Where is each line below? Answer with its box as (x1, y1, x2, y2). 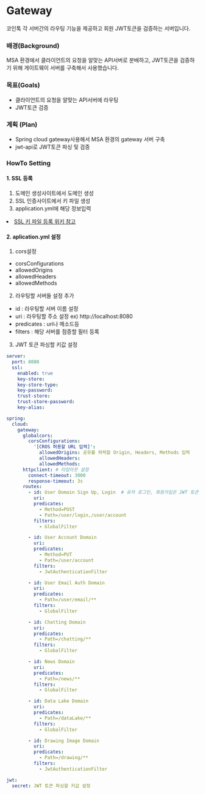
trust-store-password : (17, 399, 75, 405)
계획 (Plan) (6, 121, 38, 129)
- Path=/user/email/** (38, 597, 97, 603)
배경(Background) (6, 41, 60, 50)
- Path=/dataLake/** (38, 715, 92, 721)
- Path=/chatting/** (38, 636, 92, 642)
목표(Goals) (6, 81, 40, 89)
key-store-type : (17, 382, 59, 388)
